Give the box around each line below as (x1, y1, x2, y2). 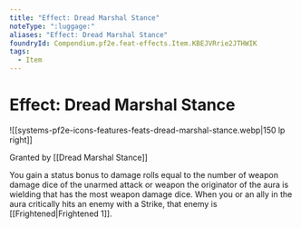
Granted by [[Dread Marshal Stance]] (9, 152, 148, 163)
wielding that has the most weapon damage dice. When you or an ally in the (9, 188, 293, 200)
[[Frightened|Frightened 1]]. (9, 208, 113, 219)
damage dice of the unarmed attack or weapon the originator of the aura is (9, 179, 289, 190)
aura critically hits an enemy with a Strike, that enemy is (9, 198, 218, 209)
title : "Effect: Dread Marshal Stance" (9, 13, 160, 23)
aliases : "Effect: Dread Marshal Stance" (9, 30, 169, 39)
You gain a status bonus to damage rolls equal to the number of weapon (9, 169, 279, 180)
